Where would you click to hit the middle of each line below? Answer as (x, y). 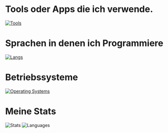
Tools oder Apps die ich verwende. (79, 9)
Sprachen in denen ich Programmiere (84, 43)
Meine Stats (31, 111)
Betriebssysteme (42, 77)
